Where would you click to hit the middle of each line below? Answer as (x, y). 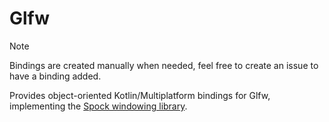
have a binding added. (55, 76)
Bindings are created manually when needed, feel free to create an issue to (164, 65)
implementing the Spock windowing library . (98, 106)
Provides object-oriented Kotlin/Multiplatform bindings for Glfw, (140, 95)
